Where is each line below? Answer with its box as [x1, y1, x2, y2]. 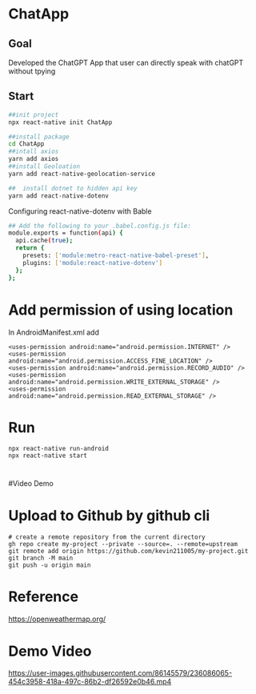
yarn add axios [8, 155, 59, 163]
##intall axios [8, 147, 59, 156]
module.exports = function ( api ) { [8, 229, 124, 237]
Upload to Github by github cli [8, 506, 210, 524]
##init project [8, 110, 59, 118]
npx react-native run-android [8, 445, 110, 453]
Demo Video [8, 642, 92, 660]
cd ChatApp [8, 140, 45, 148]
